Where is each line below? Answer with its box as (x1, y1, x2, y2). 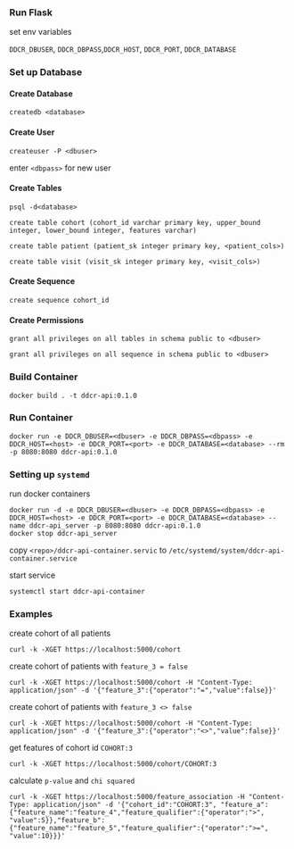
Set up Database (9, 66, 83, 79)
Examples (9, 608, 53, 620)
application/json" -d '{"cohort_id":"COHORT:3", (32, 801, 217, 810)
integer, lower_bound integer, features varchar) (9, 226, 198, 235)
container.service (9, 554, 78, 563)
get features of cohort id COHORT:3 (9, 743, 134, 753)
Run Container (9, 412, 73, 424)
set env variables (9, 27, 72, 37)
